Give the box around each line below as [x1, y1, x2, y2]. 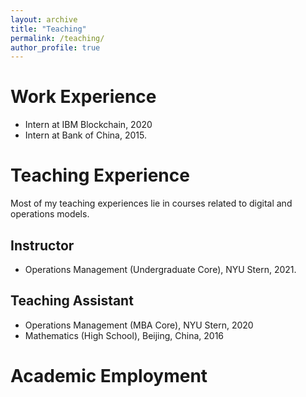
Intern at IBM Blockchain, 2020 [24, 119, 153, 131]
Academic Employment [10, 364, 208, 387]
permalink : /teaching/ [10, 33, 105, 43]
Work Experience [10, 86, 157, 108]
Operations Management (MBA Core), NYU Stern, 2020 [24, 319, 254, 331]
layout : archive [10, 14, 78, 25]
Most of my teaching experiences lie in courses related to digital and [10, 197, 293, 210]
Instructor [10, 237, 75, 254]
